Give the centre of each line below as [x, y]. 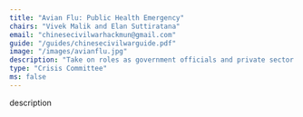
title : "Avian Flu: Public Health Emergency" [97, 18]
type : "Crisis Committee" [58, 69]
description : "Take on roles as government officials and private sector [152, 60]
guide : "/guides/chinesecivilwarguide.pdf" [93, 43]
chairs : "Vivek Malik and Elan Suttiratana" [95, 26]
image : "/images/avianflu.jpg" [68, 52]
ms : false [28, 77]
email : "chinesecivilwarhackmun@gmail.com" [93, 34]
